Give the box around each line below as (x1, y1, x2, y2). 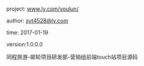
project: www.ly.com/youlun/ (6, 5, 79, 12)
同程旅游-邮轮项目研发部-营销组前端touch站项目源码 (6, 53, 139, 61)
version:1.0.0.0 (6, 41, 43, 48)
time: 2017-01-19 (6, 29, 49, 36)
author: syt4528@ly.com (6, 17, 68, 24)
